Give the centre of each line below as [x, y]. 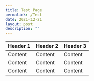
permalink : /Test [24, 15]
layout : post [19, 24]
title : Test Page [24, 10]
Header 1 [19, 46]
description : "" [22, 29]
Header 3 [75, 46]
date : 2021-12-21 [24, 19]
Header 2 [47, 46]
